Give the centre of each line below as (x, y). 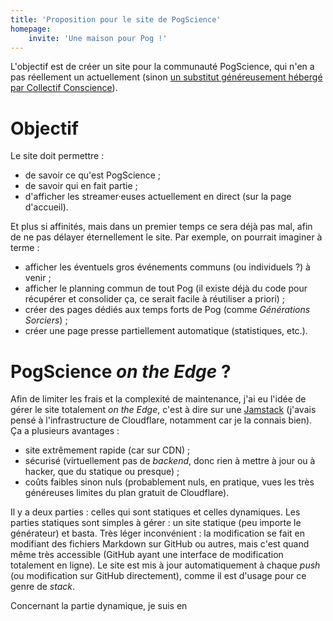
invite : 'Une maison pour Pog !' (98, 38)
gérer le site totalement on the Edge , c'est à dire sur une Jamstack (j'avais (163, 410)
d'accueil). (46, 207)
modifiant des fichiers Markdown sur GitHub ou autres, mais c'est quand (160, 544)
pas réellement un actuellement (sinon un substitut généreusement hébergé (166, 77)
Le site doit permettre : (57, 156)
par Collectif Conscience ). (64, 88)
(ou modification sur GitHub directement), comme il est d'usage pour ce (158, 576)
